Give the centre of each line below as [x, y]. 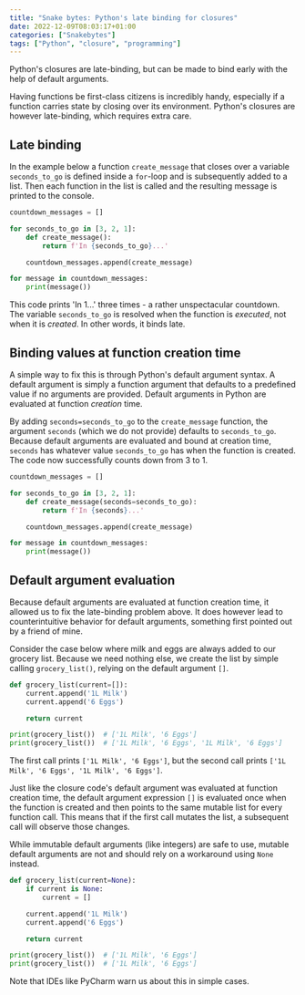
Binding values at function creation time [125, 352]
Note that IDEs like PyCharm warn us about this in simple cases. [129, 981]
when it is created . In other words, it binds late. [97, 324]
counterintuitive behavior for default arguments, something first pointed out [151, 621]
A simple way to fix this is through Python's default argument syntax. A [142, 374]
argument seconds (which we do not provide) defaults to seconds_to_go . [143, 431]
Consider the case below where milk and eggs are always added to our [142, 648]
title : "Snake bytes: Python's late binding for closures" [124, 18]
